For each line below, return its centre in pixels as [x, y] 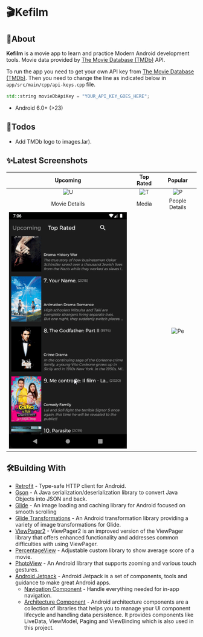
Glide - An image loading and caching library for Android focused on [100, 505]
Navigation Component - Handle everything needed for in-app [101, 589]
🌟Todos [21, 127]
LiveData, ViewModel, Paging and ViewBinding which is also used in [109, 621]
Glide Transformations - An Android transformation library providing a [101, 518]
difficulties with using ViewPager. [56, 544]
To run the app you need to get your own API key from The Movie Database [100, 72]
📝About [21, 38]
